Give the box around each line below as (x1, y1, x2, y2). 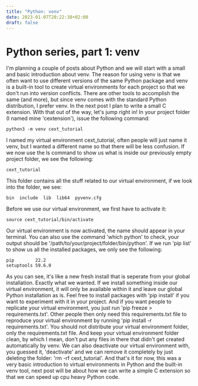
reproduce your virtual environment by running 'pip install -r (6, 317, 152, 324)
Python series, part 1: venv (6, 45, 140, 59)
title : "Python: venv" (6, 8, 62, 15)
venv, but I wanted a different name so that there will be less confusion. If (6, 143, 185, 150)
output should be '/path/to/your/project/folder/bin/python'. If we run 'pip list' (6, 240, 192, 247)
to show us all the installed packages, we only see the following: (6, 246, 163, 253)
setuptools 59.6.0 (6, 262, 51, 269)
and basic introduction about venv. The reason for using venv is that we (6, 71, 181, 78)
